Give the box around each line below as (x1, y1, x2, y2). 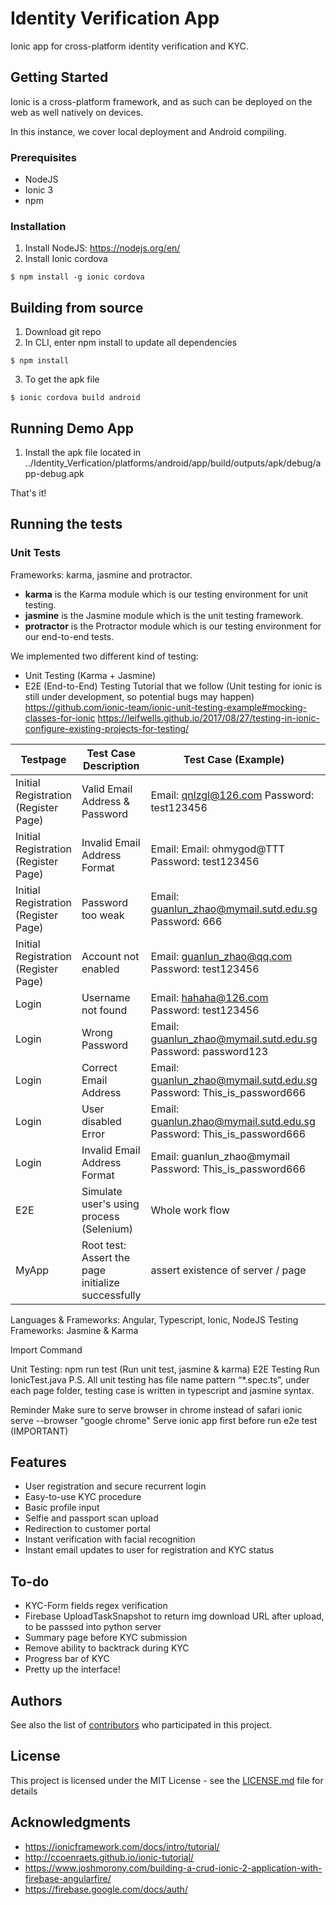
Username (81, 990, 131, 1004)
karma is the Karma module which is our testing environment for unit (24, 588, 309, 600)
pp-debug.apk (24, 467, 85, 479)
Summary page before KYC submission (24, 1632, 188, 1644)
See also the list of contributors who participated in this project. (10, 1719, 273, 1731)
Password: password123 (150, 1044, 269, 1058)
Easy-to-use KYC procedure (24, 1491, 142, 1503)
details (10, 1785, 38, 1797)
